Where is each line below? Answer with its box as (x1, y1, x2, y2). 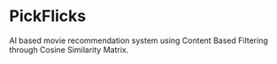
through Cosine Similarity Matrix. (9, 44, 129, 54)
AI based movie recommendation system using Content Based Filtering (9, 35, 268, 46)
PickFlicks (9, 6, 87, 26)
